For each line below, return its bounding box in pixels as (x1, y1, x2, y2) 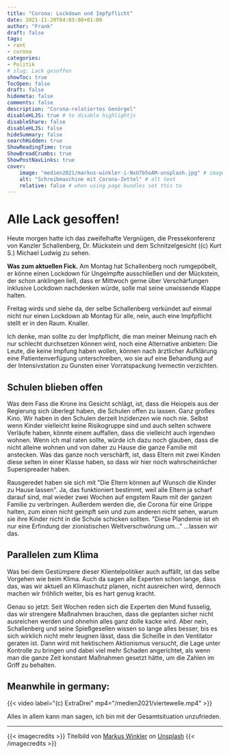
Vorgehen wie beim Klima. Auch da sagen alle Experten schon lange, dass (7, 574, 216, 583)
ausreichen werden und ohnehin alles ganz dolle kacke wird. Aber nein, (7, 617, 209, 625)
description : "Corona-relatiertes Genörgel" (7, 106, 136, 112)
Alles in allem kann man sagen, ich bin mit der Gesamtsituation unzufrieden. (7, 712, 221, 720)
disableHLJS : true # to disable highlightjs (7, 112, 136, 119)
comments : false (7, 99, 53, 106)
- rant (7, 42, 26, 49)
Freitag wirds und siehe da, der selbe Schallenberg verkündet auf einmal (7, 304, 212, 313)
